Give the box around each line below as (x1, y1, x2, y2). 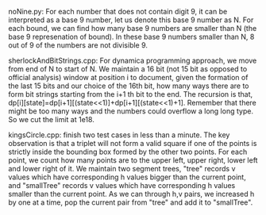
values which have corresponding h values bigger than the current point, (8, 172, 246, 182)
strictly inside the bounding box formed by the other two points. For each (8, 147, 248, 156)
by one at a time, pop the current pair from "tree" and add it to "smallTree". (8, 198, 253, 207)
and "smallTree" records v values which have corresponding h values (8, 181, 236, 190)
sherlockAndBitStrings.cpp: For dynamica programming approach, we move (8, 56, 257, 65)
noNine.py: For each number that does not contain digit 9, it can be (8, 7, 228, 16)
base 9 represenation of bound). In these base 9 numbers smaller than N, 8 (8, 32, 255, 41)
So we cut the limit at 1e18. (8, 115, 95, 124)
